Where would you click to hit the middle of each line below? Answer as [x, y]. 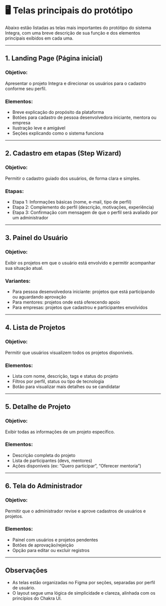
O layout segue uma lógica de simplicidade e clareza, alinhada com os [84, 593]
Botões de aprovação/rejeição [43, 545]
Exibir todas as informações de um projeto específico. [60, 432]
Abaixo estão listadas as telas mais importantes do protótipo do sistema [78, 27]
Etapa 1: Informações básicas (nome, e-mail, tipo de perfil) [72, 202]
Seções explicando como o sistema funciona [58, 133]
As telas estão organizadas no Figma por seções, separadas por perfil [84, 582]
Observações [26, 571]
